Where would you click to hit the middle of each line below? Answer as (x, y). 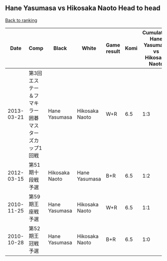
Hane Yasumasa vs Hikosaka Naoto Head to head (83, 8)
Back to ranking (21, 20)
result (113, 51)
